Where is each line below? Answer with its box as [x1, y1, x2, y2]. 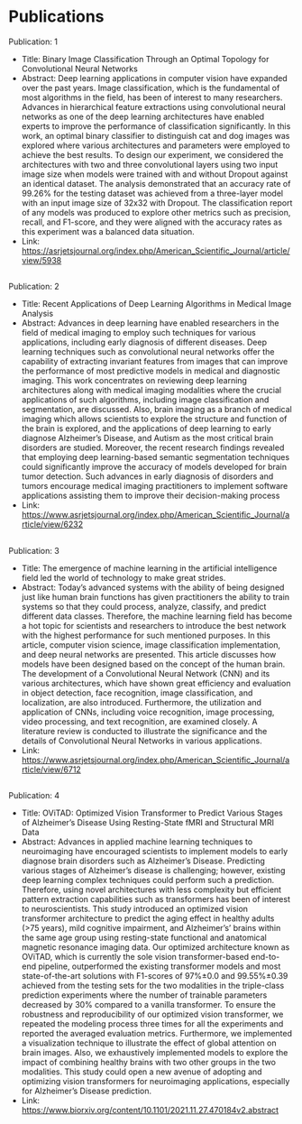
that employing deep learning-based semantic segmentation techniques [21, 452, 290, 463]
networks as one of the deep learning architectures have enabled [21, 111, 265, 122]
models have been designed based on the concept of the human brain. [21, 659, 286, 669]
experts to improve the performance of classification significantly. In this [21, 120, 291, 132]
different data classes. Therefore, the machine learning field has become [21, 611, 293, 622]
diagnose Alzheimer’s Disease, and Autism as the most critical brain [21, 433, 274, 444]
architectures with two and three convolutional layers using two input [21, 159, 279, 170]
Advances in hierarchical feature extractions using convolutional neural [21, 101, 286, 112]
